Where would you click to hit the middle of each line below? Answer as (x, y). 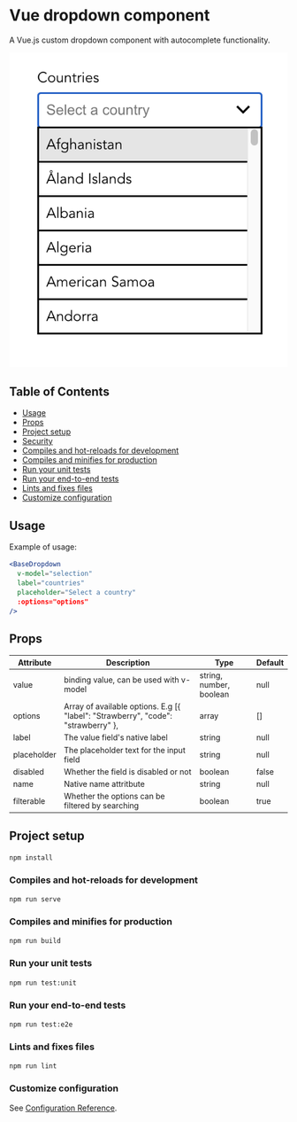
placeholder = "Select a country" (77, 592)
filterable (29, 801)
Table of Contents (60, 391)
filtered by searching (102, 806)
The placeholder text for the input (125, 750)
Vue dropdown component (110, 16)
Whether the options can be (114, 796)
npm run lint (33, 1066)
